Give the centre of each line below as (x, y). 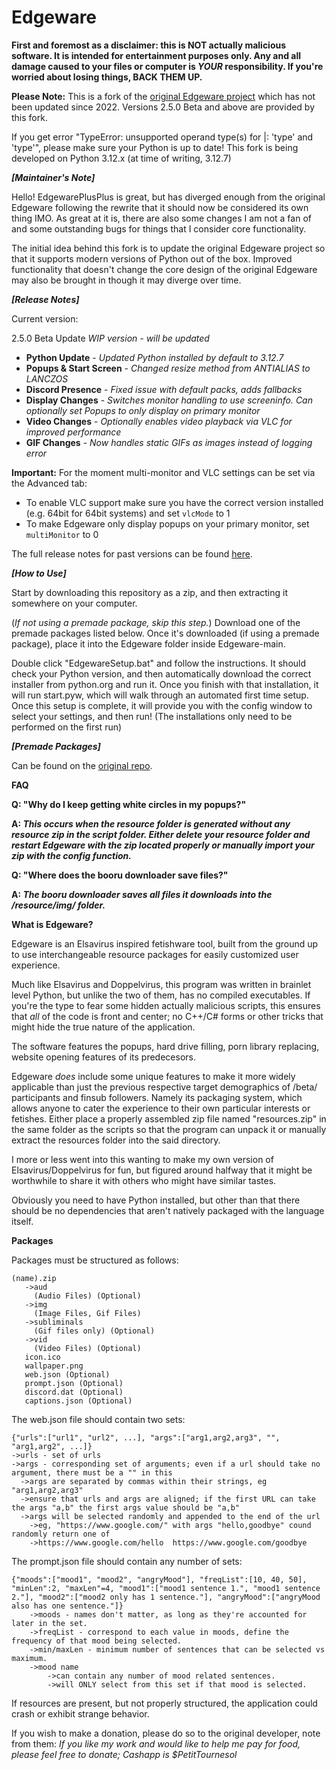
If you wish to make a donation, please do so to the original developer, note (166, 1733)
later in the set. (49, 1623)
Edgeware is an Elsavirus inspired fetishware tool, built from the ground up (165, 943)
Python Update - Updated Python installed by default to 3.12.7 (154, 357)
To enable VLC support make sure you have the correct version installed (174, 502)
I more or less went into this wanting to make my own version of (142, 1159)
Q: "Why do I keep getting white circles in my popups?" (129, 804)
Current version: (45, 318)
